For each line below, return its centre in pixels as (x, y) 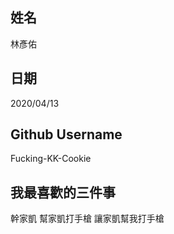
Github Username (66, 134)
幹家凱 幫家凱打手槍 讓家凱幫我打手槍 (87, 219)
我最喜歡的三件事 (63, 192)
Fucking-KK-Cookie (51, 159)
